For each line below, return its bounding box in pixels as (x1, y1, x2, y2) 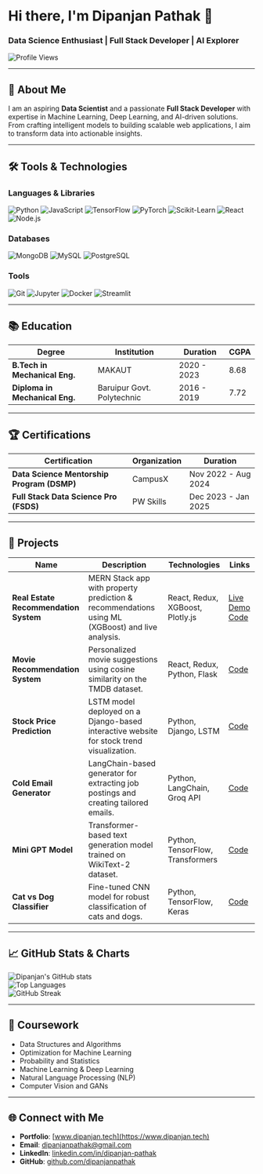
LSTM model (88, 696, 135, 707)
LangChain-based (88, 758, 157, 769)
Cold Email (12, 778, 53, 789)
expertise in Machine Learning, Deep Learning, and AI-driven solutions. (8, 112, 239, 122)
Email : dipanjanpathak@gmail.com (19, 1140, 131, 1150)
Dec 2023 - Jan (189, 491, 250, 502)
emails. (88, 808, 115, 819)
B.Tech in (12, 360, 48, 371)
